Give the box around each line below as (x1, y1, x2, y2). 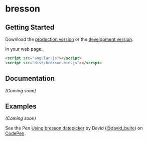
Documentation (5, 74, 55, 83)
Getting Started (5, 23, 55, 32)
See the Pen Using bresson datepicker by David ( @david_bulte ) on (5, 125, 143, 131)
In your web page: (5, 46, 43, 52)
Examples (5, 102, 37, 110)
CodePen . (5, 130, 26, 136)
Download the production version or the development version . (5, 36, 133, 42)
